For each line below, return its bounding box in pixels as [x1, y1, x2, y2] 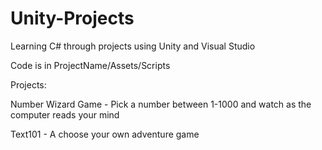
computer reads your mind [10, 108, 120, 121]
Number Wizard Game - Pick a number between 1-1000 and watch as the [10, 98, 312, 110]
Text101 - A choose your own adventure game [10, 128, 200, 140]
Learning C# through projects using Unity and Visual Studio [10, 40, 256, 52]
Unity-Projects [10, 7, 135, 30]
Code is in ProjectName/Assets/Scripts [10, 59, 171, 71]
